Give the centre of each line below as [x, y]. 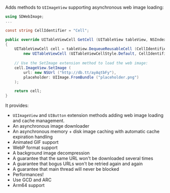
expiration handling [33, 137]
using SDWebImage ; [25, 17]
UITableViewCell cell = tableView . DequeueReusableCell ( [76, 49]
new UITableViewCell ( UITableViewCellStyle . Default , [80, 54]
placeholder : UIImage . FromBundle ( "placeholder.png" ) [81, 77]
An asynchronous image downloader [51, 126]
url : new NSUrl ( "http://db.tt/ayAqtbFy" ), [70, 72]
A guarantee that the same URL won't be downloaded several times [83, 159]
